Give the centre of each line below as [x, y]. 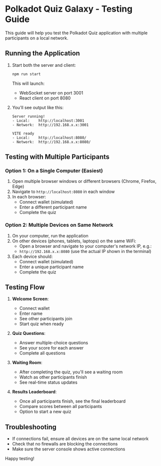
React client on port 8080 [45, 98]
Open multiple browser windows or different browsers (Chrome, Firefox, [84, 181]
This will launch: [28, 83]
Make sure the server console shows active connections [69, 449]
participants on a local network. [37, 38]
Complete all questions [42, 353]
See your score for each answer [52, 348]
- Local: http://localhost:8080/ [49, 137]
